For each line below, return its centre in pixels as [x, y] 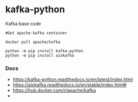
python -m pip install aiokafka [40, 55]
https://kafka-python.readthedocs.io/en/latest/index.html [73, 79]
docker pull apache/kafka [33, 42]
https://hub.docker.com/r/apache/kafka [54, 90]
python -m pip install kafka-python [44, 51]
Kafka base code [23, 24]
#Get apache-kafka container [36, 33]
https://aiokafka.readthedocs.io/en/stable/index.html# [70, 85]
